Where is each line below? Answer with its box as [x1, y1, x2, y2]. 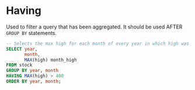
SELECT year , [6, 46, 38, 52]
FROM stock [6, 62, 33, 68]
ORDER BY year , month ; [6, 78, 61, 85]
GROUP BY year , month [6, 68, 59, 74]
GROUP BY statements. [6, 29, 57, 36]
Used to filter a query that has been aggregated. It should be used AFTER [6, 23, 183, 30]
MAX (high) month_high [24, 57, 77, 63]
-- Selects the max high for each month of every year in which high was [6, 41, 190, 46]
